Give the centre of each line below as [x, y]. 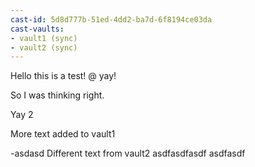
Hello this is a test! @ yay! [63, 76]
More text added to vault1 [63, 134]
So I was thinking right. [57, 95]
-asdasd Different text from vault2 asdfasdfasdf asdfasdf [128, 153]
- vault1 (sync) [44, 38]
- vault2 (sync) [44, 47]
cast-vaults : [37, 29]
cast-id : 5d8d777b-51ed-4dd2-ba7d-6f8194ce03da [111, 19]
